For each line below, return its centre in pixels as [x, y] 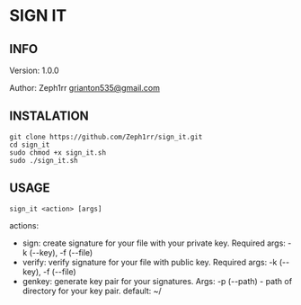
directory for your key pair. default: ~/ [92, 291]
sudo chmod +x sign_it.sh [58, 152]
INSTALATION [49, 117]
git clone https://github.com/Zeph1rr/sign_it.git [106, 137]
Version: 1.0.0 [35, 70]
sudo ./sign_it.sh [44, 160]
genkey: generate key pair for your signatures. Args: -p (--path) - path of [157, 281]
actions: [24, 225]
